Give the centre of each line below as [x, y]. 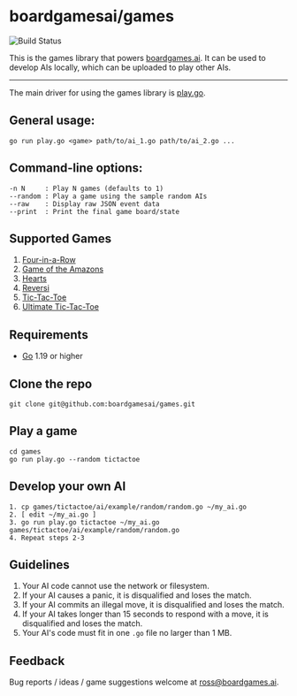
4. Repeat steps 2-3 [47, 538]
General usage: [52, 121]
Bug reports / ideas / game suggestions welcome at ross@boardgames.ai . [144, 682]
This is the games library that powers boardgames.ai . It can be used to [138, 57]
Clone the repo [51, 383]
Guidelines [39, 565]
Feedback [37, 661]
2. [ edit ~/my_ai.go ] [53, 515]
